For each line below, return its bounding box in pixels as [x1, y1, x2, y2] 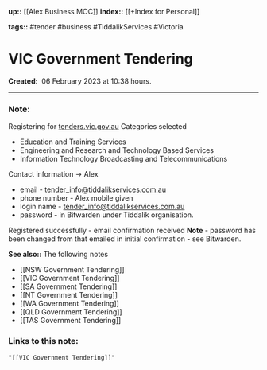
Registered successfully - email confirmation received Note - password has [8, 226, 257, 236]
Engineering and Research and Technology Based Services [19, 146, 215, 155]
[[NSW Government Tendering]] [19, 265, 125, 275]
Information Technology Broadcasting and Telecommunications [19, 154, 228, 164]
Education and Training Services [19, 137, 126, 146]
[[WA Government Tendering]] [19, 298, 119, 309]
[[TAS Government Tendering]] [19, 316, 122, 325]
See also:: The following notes [8, 250, 109, 259]
